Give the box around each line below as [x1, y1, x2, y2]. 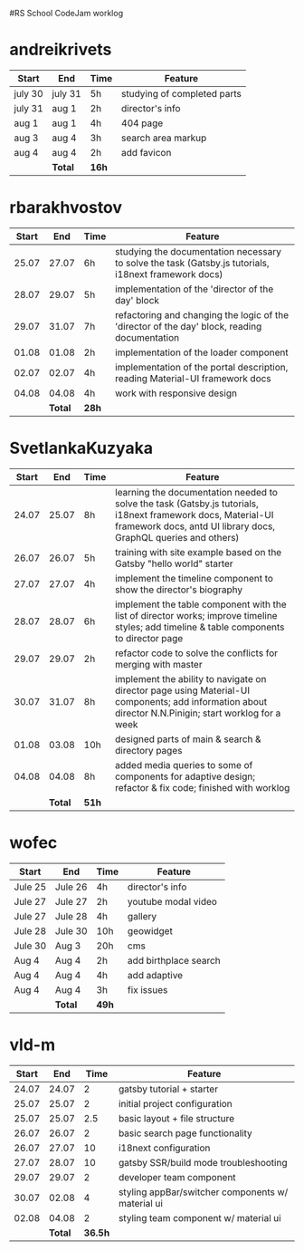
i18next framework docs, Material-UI [114, 508, 274, 521]
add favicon [120, 146, 172, 159]
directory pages [114, 744, 183, 756]
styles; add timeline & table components [114, 621, 285, 633]
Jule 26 [54, 881, 88, 893]
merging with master [114, 658, 203, 670]
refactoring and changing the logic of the [114, 308, 290, 321]
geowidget [127, 924, 174, 937]
